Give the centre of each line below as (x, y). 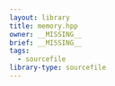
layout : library (40, 17)
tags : (19, 51)
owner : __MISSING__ (46, 34)
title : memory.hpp (44, 26)
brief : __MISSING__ (46, 43)
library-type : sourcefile (57, 68)
